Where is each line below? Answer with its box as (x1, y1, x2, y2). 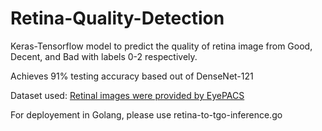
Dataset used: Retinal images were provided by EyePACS (10, 89, 245, 101)
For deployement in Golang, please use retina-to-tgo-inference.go (10, 108, 283, 121)
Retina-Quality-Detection (10, 7, 225, 30)
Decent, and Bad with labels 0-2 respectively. (10, 50, 198, 62)
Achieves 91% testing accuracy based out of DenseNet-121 (10, 70, 254, 82)
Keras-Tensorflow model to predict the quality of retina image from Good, (10, 40, 313, 52)
